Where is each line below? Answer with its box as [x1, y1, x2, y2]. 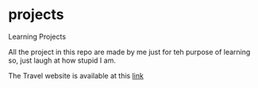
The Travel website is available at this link [8, 71, 144, 80]
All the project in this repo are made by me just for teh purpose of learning [8, 47, 251, 56]
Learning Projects [8, 32, 66, 41]
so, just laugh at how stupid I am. [8, 55, 117, 65]
